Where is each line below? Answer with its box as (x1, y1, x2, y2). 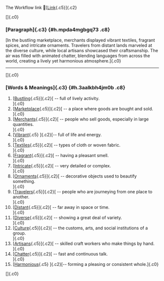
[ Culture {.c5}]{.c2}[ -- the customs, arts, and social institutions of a (12, 225, 148, 231)
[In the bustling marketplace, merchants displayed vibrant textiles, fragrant (5, 37, 155, 43)
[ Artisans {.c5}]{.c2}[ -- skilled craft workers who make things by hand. (12, 241, 155, 246)
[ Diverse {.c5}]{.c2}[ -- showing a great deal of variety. (12, 215, 122, 221)
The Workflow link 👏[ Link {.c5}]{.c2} (5, 5, 77, 10)
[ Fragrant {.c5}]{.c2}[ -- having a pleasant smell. (12, 152, 109, 158)
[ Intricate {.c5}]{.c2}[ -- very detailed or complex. (12, 162, 111, 168)
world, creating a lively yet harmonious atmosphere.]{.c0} (5, 58, 121, 64)
